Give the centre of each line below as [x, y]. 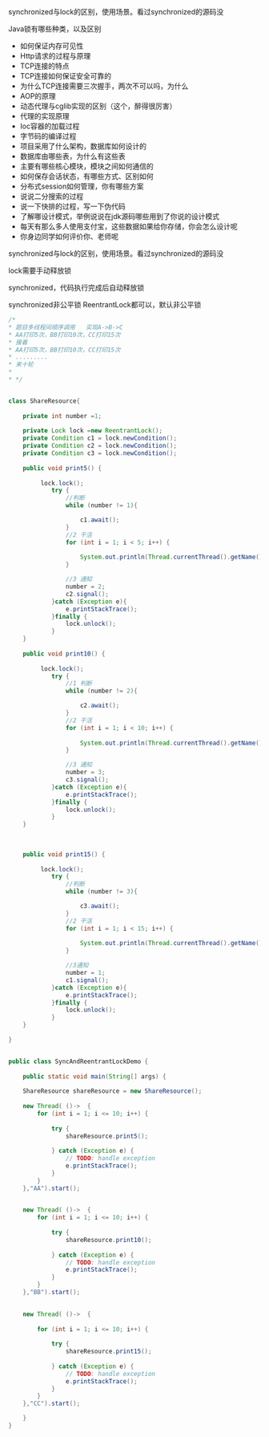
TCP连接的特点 [44, 66]
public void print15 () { [64, 854]
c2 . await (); [100, 706]
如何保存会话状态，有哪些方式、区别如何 [86, 176]
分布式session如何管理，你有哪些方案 [82, 186]
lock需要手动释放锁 [40, 270]
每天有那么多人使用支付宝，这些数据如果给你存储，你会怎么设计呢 [128, 226]
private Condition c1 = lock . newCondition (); [100, 438]
